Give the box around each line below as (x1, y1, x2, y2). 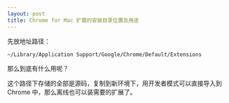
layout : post (7, 10, 46, 18)
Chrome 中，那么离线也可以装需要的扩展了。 (7, 88, 137, 96)
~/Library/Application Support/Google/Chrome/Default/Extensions (7, 50, 202, 58)
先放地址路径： (7, 36, 50, 46)
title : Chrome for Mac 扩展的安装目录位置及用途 (7, 17, 139, 24)
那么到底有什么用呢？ (7, 64, 69, 72)
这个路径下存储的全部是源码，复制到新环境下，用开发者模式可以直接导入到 (7, 78, 222, 88)
